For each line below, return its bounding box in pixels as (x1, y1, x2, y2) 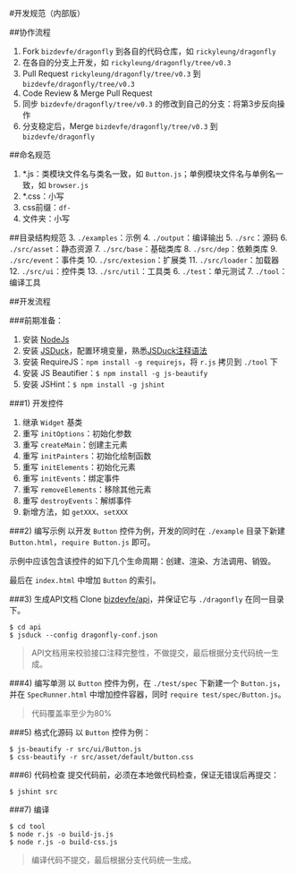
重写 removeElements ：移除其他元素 (21, 484, 152, 494)
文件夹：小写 (21, 213, 70, 224)
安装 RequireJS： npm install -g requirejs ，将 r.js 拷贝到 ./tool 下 (21, 356, 279, 367)
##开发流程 (9, 296, 51, 306)
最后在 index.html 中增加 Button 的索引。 (9, 575, 161, 585)
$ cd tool (9, 822, 47, 831)
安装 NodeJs (21, 334, 70, 345)
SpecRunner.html (26, 690, 88, 699)
